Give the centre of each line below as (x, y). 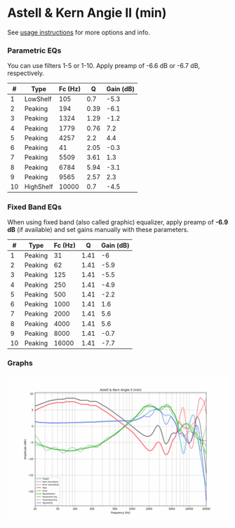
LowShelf (38, 99)
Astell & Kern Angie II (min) (87, 13)
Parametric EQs (34, 50)
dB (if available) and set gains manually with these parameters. (98, 230)
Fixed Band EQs (34, 207)
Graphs (20, 363)
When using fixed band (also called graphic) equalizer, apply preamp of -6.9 (118, 222)
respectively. (26, 73)
